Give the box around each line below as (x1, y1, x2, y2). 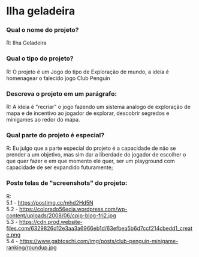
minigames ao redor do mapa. (6, 116, 80, 123)
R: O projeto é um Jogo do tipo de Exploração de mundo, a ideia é (6, 68, 169, 75)
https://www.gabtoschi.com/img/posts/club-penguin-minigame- (19, 237, 179, 244)
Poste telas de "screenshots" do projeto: (6, 179, 128, 187)
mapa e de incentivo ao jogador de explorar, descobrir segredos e (6, 110, 170, 117)
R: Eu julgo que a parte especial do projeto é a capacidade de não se (6, 144, 176, 152)
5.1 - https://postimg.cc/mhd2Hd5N (6, 199, 94, 206)
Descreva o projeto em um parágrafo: (6, 89, 117, 98)
